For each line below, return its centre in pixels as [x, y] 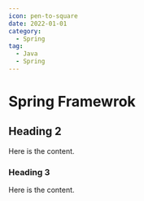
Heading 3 [29, 172]
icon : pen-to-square [44, 16]
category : [25, 31]
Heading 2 [35, 131]
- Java [27, 54]
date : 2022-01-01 [38, 24]
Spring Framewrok [72, 102]
